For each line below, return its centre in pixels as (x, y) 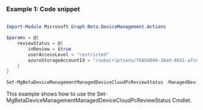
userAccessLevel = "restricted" (69, 54)
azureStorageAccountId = (59, 60)
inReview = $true (50, 49)
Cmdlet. (182, 100)
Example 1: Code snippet (43, 9)
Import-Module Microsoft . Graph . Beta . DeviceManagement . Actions (86, 27)
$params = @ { (23, 38)
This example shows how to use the (51, 94)
